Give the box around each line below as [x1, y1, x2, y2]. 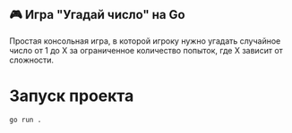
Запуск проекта [9, 86, 134, 105]
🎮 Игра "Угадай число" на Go [9, 7, 185, 22]
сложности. [9, 54, 55, 65]
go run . [9, 115, 42, 124]
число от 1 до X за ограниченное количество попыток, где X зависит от [9, 45, 284, 55]
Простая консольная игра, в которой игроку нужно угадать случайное [9, 35, 281, 46]
